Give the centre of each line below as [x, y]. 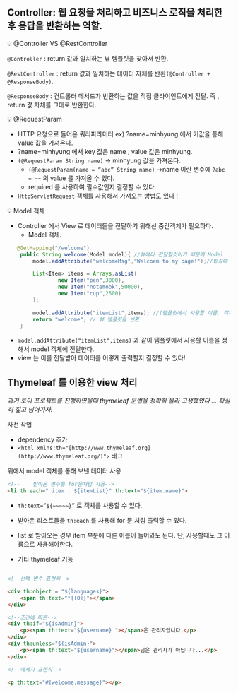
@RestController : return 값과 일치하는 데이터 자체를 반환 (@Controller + [109, 73]
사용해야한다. [54, 544]
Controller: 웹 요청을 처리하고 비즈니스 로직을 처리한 [115, 13]
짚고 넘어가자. [34, 410]
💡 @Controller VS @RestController [58, 43]
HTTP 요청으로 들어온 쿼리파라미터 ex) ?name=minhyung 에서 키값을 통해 [120, 134]
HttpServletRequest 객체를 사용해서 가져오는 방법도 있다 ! [98, 196]
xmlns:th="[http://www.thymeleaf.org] [94, 448]
